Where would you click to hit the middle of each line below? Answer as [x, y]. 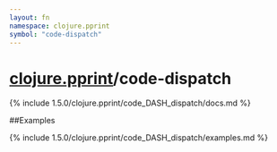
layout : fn [30, 17]
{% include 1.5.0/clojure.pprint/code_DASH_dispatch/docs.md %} [130, 103]
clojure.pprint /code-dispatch [121, 78]
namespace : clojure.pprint [60, 26]
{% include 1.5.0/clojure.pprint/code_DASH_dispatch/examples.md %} [139, 138]
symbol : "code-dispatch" [56, 34]
